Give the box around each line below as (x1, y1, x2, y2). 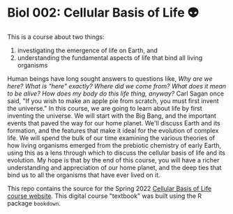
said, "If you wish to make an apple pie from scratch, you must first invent (7, 96, 219, 105)
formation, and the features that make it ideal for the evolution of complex (7, 126, 219, 135)
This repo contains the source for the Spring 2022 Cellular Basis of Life (7, 184, 212, 192)
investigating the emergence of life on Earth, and (17, 46, 158, 54)
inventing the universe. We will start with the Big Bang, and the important (7, 112, 216, 120)
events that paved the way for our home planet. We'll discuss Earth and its (7, 119, 221, 127)
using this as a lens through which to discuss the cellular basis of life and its (7, 148, 225, 157)
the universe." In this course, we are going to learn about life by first (7, 104, 202, 112)
